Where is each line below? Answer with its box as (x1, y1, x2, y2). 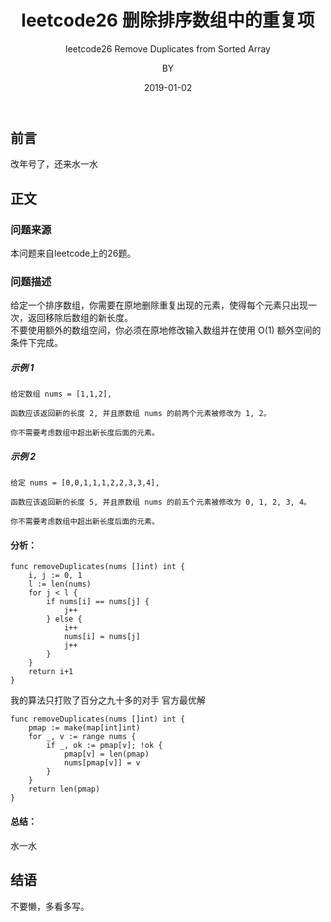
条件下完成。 (10, 337, 63, 349)
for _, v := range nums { (28, 732, 137, 742)
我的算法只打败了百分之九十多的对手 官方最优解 (10, 694, 206, 706)
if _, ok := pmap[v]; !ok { (46, 741, 163, 751)
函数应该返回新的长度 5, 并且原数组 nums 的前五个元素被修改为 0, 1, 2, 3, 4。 (10, 497, 312, 508)
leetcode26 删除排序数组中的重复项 (21, 9, 315, 32)
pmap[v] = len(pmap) (63, 749, 150, 760)
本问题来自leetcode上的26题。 (10, 247, 137, 260)
